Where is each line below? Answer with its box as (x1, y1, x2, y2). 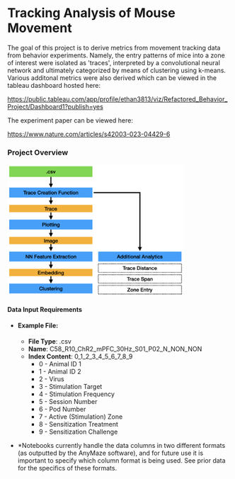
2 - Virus (38, 374, 65, 383)
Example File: (17, 321, 59, 330)
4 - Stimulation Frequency (38, 390, 115, 398)
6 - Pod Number (38, 405, 86, 413)
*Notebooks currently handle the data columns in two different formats (17, 441, 226, 449)
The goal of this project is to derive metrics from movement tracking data (7, 43, 221, 52)
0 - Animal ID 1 (38, 359, 81, 368)
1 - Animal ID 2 (38, 367, 81, 376)
